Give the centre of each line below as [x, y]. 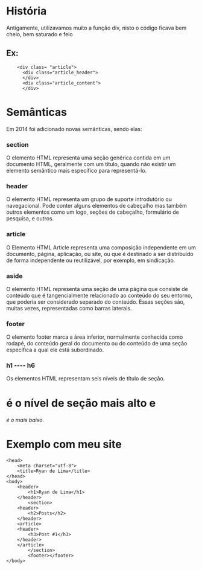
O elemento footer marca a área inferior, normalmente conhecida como [95, 337]
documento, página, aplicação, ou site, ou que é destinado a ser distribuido [100, 254]
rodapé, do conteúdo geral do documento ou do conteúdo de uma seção [97, 344]
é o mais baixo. [25, 420]
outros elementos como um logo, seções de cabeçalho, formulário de [93, 212]
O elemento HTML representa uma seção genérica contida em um [88, 158]
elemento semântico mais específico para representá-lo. [77, 170]
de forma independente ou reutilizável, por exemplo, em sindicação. [91, 260]
